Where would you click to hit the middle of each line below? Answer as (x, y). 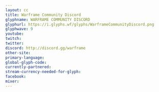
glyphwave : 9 (19, 29)
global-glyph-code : (26, 62)
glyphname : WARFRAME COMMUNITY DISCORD (48, 19)
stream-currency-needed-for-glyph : (43, 72)
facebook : (16, 77)
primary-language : (25, 57)
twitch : (14, 39)
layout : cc (17, 10)
